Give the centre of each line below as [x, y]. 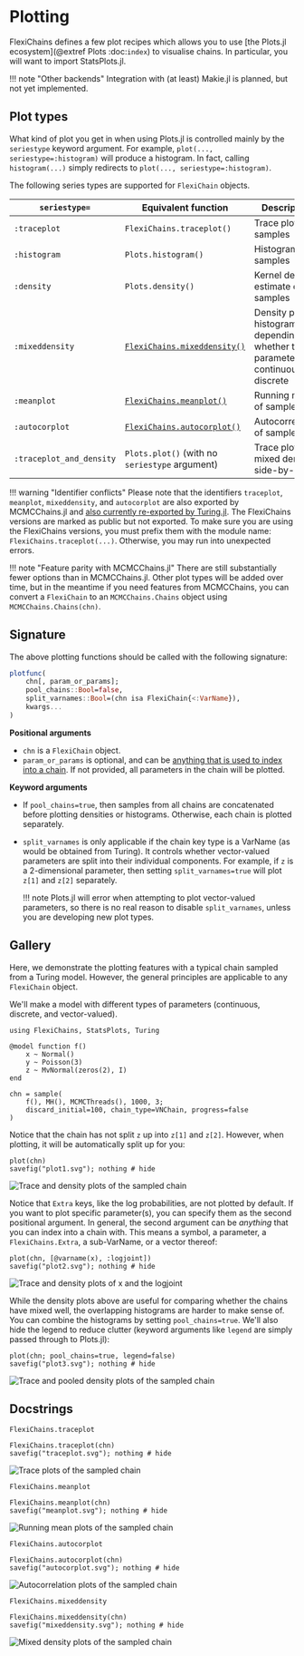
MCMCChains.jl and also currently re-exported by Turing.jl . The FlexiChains [150, 511]
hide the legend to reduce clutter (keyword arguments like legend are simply [151, 1330]
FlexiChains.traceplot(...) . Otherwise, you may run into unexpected [140, 541]
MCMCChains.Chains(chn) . [55, 606]
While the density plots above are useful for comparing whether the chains [148, 1300]
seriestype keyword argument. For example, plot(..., [112, 148]
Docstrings [42, 1409]
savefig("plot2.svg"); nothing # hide [82, 1266]
